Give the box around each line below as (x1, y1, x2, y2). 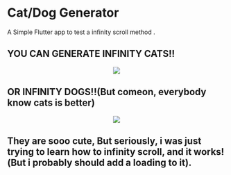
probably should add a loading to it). (32, 156, 192, 168)
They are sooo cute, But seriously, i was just (7, 135, 202, 147)
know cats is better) (7, 97, 95, 109)
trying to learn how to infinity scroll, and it (7, 146, 192, 158)
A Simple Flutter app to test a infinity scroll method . (7, 28, 155, 36)
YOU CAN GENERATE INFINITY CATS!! (7, 48, 176, 60)
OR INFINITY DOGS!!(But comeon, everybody (7, 86, 207, 98)
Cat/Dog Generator (7, 5, 119, 21)
